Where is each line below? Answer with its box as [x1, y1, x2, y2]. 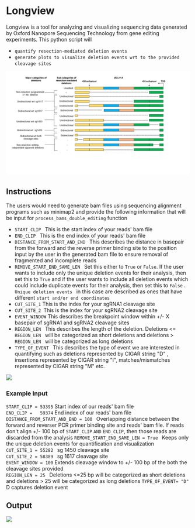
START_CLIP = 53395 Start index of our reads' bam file [6, 403, 134, 410]
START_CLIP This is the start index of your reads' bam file [14, 226, 153, 233]
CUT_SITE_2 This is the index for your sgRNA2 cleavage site [14, 307, 158, 314]
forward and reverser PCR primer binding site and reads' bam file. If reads [6, 421, 184, 428]
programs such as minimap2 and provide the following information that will [6, 208, 186, 215]
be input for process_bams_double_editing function [6, 215, 127, 222]
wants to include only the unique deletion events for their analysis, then [14, 269, 187, 276]
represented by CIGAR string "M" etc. [14, 363, 105, 370]
